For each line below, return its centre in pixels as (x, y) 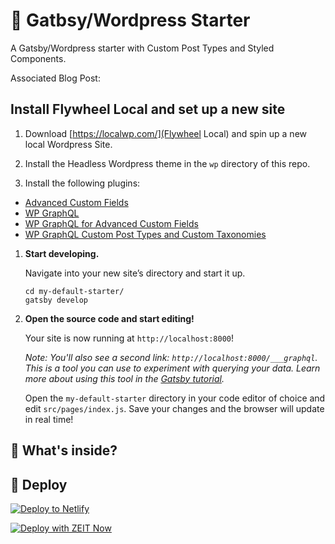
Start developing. (62, 253)
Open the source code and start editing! (109, 318)
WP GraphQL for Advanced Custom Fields (111, 223)
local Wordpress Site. (68, 144)
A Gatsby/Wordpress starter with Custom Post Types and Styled (142, 48)
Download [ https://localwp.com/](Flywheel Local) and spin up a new (165, 133)
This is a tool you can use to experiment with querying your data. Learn (172, 368)
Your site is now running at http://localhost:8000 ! (129, 338)
